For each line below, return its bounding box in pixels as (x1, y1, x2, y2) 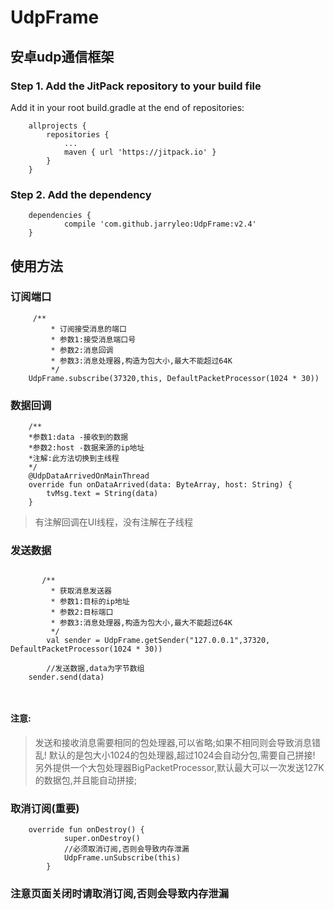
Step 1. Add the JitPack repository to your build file (10, 79, 262, 93)
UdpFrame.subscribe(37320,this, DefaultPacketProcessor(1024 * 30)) (28, 373, 320, 383)
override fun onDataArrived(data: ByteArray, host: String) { (28, 480, 293, 490)
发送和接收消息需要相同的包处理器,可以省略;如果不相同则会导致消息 (34, 736, 313, 748)
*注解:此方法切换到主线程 (28, 454, 120, 464)
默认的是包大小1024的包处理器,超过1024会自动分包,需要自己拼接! (48, 749, 316, 761)
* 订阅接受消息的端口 (50, 324, 127, 334)
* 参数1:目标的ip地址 (50, 597, 130, 607)
